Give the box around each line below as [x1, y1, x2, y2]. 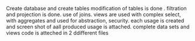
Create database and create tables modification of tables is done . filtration [6, 5, 187, 12]
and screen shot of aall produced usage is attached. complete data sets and [6, 23, 190, 30]
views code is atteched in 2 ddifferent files [6, 29, 109, 36]
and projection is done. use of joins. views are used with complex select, [6, 11, 182, 18]
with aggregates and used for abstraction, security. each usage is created [6, 17, 184, 24]
